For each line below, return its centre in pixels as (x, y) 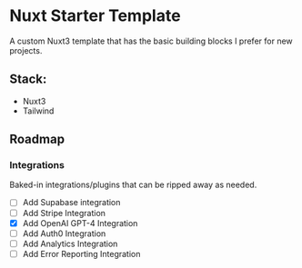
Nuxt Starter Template (95, 16)
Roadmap (37, 139)
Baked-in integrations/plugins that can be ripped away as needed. (133, 185)
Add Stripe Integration (64, 213)
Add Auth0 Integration (64, 233)
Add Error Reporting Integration (81, 253)
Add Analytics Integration (70, 243)
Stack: (28, 79)
